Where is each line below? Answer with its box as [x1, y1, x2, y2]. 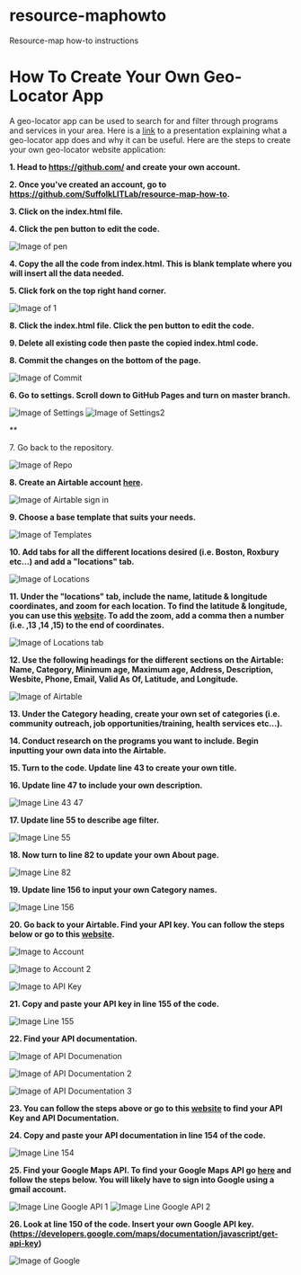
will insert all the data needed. [9, 267, 124, 279]
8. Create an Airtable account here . [9, 477, 144, 487]
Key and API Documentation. [9, 1112, 120, 1123]
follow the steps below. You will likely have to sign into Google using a [9, 1174, 275, 1185]
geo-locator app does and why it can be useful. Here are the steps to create [9, 134, 291, 145]
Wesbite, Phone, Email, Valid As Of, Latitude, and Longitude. [9, 673, 239, 684]
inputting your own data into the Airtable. [9, 744, 167, 755]
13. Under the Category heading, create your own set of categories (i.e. [9, 708, 280, 719]
